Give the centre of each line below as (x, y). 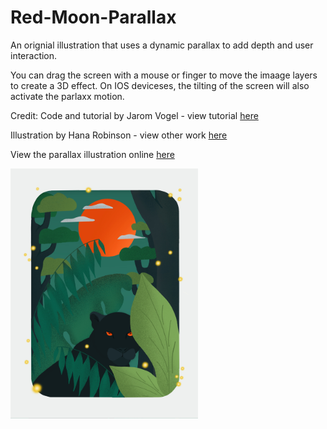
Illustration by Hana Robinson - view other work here (119, 135)
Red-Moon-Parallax (93, 17)
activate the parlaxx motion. (67, 96)
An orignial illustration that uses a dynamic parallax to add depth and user (162, 45)
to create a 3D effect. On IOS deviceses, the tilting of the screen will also (160, 85)
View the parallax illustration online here (92, 154)
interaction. (34, 55)
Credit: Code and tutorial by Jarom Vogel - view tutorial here (134, 115)
